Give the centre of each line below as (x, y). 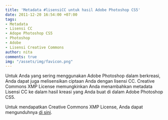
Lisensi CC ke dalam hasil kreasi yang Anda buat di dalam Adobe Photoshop (84, 92)
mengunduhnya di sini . (29, 112)
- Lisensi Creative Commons (35, 47)
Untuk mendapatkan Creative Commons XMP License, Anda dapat (74, 107)
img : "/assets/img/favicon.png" (39, 62)
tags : (11, 19)
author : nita (19, 52)
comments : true (21, 57)
